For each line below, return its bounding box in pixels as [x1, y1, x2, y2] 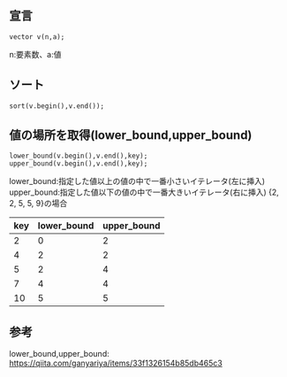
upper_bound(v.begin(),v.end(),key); [9, 159, 148, 168]
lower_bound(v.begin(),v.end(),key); [9, 151, 148, 161]
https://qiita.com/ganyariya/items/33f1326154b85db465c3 [9, 358, 223, 369]
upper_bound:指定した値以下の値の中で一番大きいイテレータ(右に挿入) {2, [9, 187, 280, 197]
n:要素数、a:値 [9, 49, 62, 59]
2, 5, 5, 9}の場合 [9, 198, 68, 209]
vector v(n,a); [9, 32, 65, 42]
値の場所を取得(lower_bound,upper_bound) [9, 127, 253, 143]
